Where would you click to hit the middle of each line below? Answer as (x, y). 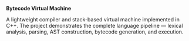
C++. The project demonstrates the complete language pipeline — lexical (95, 26)
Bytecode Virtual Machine (39, 8)
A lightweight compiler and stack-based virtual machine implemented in (93, 19)
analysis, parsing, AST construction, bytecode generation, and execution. (95, 32)
